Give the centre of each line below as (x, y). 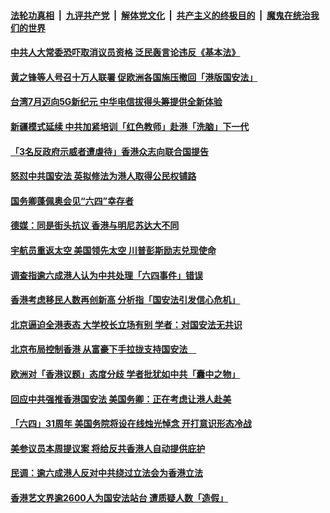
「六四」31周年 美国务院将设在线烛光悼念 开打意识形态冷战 (131, 424)
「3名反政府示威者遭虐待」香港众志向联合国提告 (110, 151)
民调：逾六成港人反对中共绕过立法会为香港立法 (106, 473)
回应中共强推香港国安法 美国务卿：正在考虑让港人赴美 (121, 399)
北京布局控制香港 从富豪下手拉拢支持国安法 (99, 349)
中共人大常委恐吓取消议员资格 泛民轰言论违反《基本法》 (125, 52)
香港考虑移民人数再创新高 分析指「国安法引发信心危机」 (125, 300)
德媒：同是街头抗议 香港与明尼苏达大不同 (95, 226)
